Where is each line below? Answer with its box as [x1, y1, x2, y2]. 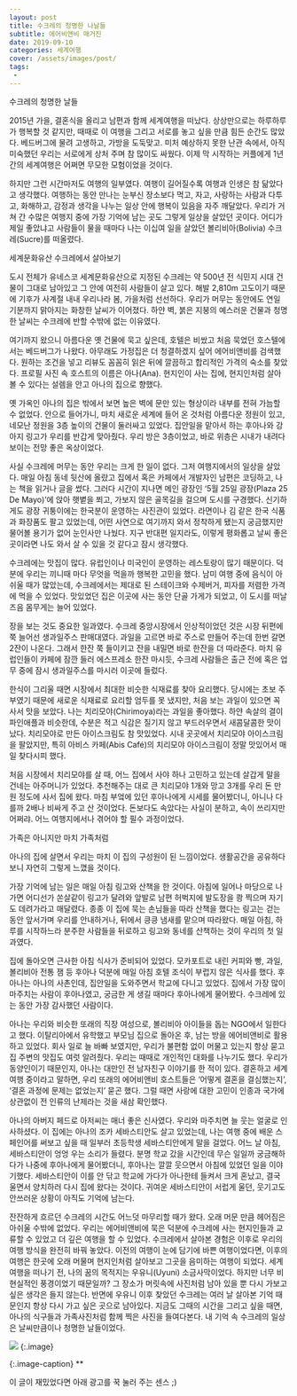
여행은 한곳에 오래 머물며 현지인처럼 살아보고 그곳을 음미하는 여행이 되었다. [9, 1256, 268, 1267]
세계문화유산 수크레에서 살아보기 [9, 252, 121, 263]
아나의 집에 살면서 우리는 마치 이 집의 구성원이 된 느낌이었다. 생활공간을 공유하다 [9, 851, 286, 861]
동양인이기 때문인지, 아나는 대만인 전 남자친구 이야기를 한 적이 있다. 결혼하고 [9, 1063, 272, 1073]
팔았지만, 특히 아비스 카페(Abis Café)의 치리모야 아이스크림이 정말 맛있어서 [18, 739, 277, 749]
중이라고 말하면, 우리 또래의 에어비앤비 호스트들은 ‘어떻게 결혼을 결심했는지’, [25, 1074, 287, 1085]
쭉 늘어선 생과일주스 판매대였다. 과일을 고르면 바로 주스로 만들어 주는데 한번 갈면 [9, 631, 286, 642]
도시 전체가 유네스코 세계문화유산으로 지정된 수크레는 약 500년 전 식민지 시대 [9, 271, 275, 282]
